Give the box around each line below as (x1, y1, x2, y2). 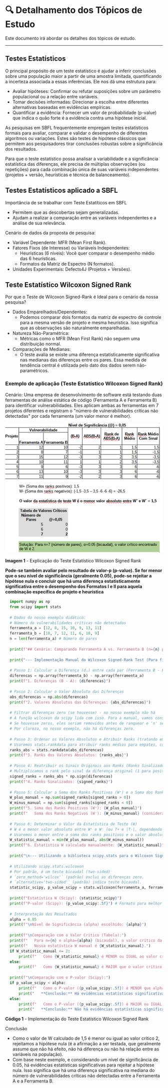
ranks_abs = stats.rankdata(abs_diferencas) (9, 747, 104, 753)
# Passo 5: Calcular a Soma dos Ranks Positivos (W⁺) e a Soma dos (9, 790, 153, 795)
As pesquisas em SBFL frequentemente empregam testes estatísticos (5, 125, 149, 131)
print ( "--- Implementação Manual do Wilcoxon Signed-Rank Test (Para (9, 657, 157, 662)
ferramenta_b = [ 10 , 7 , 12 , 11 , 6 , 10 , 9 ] (9, 631, 99, 636)
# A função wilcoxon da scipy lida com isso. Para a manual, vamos (9, 715, 153, 721)
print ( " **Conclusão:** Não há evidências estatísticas (18, 1007, 142, 1012)
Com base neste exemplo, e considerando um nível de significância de (12, 1057, 158, 1063)
